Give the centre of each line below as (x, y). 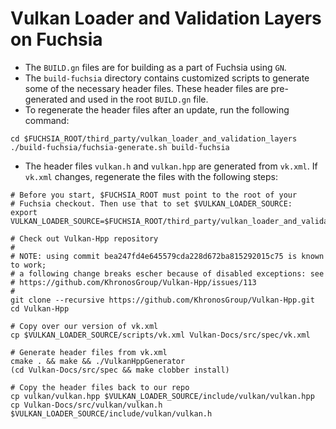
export (24, 212)
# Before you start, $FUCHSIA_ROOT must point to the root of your (154, 195)
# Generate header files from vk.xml (89, 352)
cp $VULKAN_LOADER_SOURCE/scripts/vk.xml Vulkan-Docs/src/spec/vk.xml (160, 335)
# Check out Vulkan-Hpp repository (84, 238)
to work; (28, 265)
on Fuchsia (56, 39)
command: (47, 120)
